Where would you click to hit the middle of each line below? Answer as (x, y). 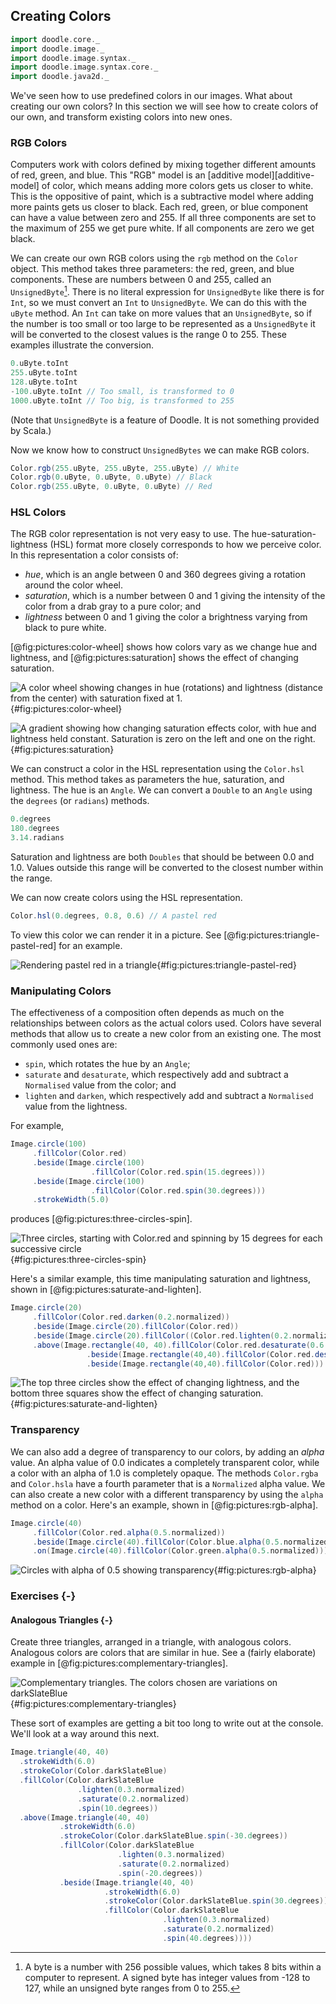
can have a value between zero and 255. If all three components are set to (163, 218)
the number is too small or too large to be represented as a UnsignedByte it (163, 324)
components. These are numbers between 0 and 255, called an (141, 280)
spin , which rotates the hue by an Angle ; (107, 1064)
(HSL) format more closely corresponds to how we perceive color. (185, 545)
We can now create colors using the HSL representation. (126, 898)
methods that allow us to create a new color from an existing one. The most (166, 1034)
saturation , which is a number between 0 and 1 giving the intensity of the (175, 596)
